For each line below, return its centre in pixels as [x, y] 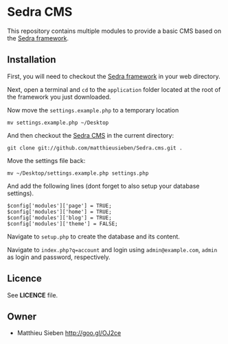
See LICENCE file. [33, 295]
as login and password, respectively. [59, 257]
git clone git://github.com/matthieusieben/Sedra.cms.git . [95, 148]
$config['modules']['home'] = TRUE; [59, 212]
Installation [32, 60]
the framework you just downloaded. [59, 97]
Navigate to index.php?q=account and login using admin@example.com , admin [112, 249]
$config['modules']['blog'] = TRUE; [59, 218]
